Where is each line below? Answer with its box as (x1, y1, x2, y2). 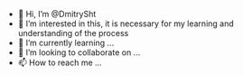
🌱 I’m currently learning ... (17, 37, 115, 48)
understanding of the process (17, 28, 129, 38)
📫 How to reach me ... (17, 57, 102, 68)
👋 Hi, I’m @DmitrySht (17, 9, 97, 19)
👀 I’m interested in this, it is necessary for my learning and (17, 18, 235, 29)
